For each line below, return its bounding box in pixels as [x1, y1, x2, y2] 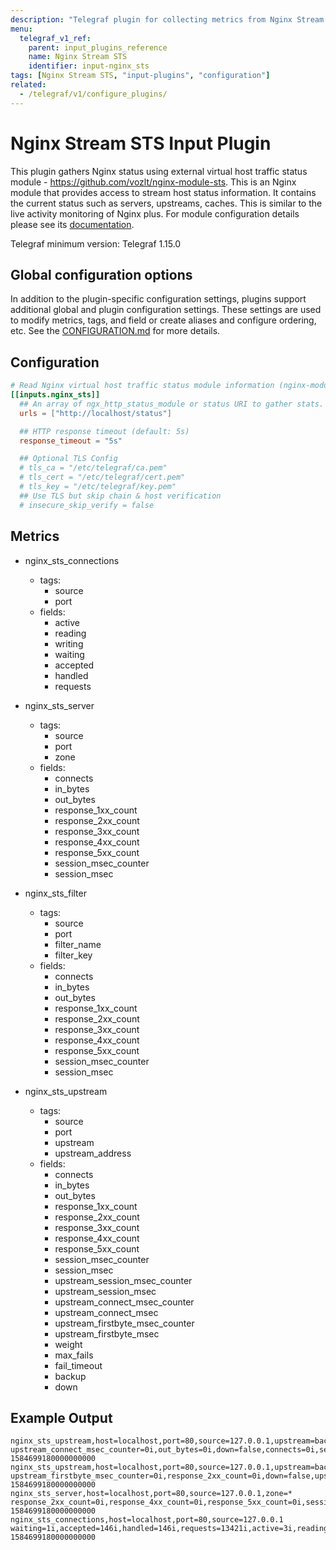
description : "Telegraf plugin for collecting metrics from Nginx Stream [10, 14, 325, 25]
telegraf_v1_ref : [19, 33, 92, 43]
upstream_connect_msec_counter [54, 1296, 195, 1308]
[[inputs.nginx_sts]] [10, 390, 101, 400]
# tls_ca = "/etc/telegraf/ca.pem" [19, 463, 168, 473]
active [54, 616, 80, 628]
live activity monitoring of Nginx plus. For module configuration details [10, 207, 300, 220]
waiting [54, 648, 85, 660]
